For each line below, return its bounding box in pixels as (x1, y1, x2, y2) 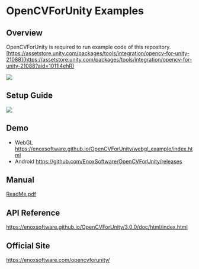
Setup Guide (6, 91, 53, 101)
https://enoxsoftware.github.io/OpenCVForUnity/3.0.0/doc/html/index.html (6, 223, 188, 230)
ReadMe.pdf (6, 191, 37, 198)
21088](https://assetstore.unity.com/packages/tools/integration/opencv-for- (6, 56, 192, 63)
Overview (6, 28, 43, 38)
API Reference (6, 207, 60, 217)
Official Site (6, 241, 50, 251)
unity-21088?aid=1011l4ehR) (6, 62, 75, 69)
